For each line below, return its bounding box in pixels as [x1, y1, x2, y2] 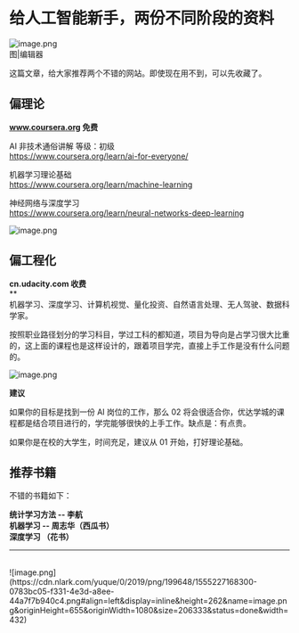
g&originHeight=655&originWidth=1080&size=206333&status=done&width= [9, 605, 289, 616]
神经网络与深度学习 [9, 197, 80, 208]
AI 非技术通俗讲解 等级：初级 [9, 140, 116, 152]
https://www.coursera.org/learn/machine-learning [9, 179, 193, 190]
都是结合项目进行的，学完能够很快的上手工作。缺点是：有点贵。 [16, 417, 251, 428]
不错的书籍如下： [9, 490, 72, 501]
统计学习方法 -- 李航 [9, 509, 83, 520]
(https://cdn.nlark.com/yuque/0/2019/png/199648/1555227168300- [9, 577, 258, 588]
